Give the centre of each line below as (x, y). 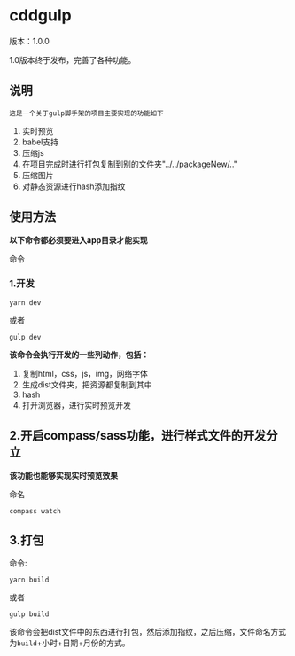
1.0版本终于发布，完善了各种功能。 (73, 59)
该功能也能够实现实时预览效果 (63, 475)
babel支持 (40, 142)
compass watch (35, 511)
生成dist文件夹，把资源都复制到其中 (87, 384)
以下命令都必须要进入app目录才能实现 (78, 239)
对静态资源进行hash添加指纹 (74, 186)
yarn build (29, 580)
